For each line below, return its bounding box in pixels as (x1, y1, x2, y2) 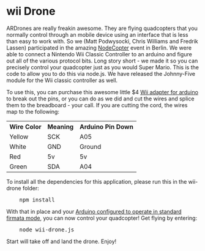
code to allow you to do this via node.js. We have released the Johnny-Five (6, 70, 196, 77)
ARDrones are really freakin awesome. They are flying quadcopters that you (6, 24, 198, 32)
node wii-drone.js (19, 226, 75, 233)
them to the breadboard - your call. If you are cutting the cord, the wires (6, 101, 188, 108)
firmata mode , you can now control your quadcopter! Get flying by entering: (6, 214, 198, 222)
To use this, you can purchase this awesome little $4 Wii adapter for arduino (6, 88, 199, 96)
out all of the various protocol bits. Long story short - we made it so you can (6, 57, 198, 64)
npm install (19, 196, 55, 203)
